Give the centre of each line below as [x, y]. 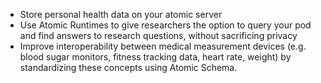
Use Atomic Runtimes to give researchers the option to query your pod [165, 25]
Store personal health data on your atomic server [121, 14]
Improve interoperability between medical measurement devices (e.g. [163, 46]
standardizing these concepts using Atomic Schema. [128, 67]
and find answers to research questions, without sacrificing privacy [158, 35]
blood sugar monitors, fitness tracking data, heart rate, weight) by [155, 57]
